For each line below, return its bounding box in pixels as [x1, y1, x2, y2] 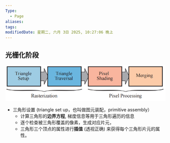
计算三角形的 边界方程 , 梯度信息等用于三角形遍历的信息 [20, 113, 135, 120]
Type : [5, 8, 17, 13]
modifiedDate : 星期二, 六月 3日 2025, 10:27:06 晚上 [5, 30, 114, 35]
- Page [10, 13, 24, 19]
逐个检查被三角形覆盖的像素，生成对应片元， [20, 120, 115, 126]
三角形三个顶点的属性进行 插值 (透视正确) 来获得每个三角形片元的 [20, 126, 156, 132]
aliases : [5, 19, 24, 24]
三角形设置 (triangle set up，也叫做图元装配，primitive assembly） [12, 107, 153, 113]
